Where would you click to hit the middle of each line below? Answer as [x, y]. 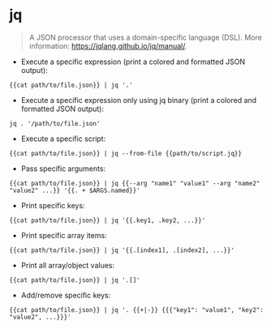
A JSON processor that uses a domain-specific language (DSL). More [145, 37]
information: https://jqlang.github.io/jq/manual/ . [108, 45]
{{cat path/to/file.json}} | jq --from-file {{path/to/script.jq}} [126, 153]
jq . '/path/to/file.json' [55, 123]
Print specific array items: [64, 235]
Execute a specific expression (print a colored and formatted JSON [133, 62]
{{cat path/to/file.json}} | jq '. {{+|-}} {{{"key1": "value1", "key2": [137, 310]
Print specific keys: [53, 205]
